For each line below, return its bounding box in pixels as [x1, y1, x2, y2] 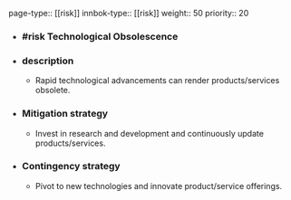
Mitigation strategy [21, 108, 109, 120]
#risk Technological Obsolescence [21, 30, 179, 43]
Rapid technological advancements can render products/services [34, 75, 280, 86]
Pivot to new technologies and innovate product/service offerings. [34, 180, 283, 191]
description [21, 54, 74, 67]
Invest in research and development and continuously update [34, 128, 265, 138]
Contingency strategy [21, 160, 121, 173]
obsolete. [34, 85, 71, 96]
